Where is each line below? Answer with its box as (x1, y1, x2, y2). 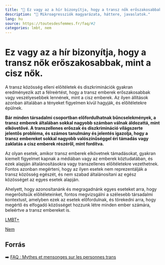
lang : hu (5, 16, 23, 21)
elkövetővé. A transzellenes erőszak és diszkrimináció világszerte (5, 125, 143, 131)
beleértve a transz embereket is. (5, 207, 71, 213)
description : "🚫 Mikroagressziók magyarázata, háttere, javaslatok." (5, 12, 151, 17)
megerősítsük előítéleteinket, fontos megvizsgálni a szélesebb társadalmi (5, 191, 153, 197)
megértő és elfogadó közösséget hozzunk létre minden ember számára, (5, 202, 151, 208)
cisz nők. (5, 68, 43, 79)
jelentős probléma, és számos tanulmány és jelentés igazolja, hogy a (5, 130, 148, 136)
